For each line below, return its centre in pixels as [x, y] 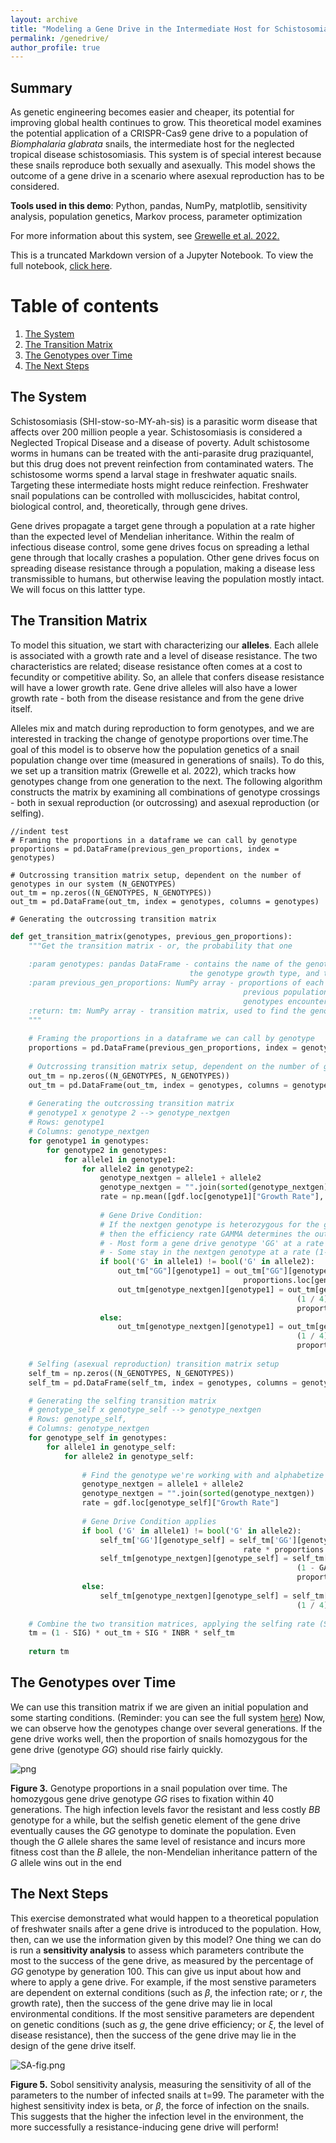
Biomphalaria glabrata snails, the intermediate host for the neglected [152, 144]
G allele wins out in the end [66, 1862]
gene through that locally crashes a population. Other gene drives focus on [165, 557]
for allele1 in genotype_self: [111, 1447]
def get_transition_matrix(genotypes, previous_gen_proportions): [151, 936]
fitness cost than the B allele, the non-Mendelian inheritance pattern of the [164, 1852]
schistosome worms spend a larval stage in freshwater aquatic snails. [154, 474]
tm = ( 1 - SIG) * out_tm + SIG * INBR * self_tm [131, 1633]
